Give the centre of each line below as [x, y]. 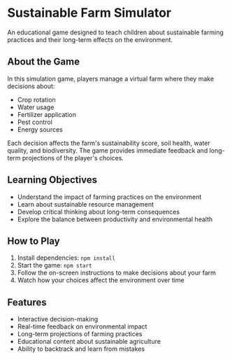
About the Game [44, 62]
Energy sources [40, 129]
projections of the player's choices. [73, 158]
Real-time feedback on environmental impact [82, 326]
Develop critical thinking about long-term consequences [99, 212]
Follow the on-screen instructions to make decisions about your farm [117, 273]
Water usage [36, 107]
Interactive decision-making [58, 319]
